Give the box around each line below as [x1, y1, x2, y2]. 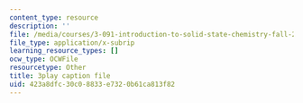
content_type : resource [9, 13, 99, 22]
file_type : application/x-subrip [9, 38, 135, 47]
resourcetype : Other [9, 64, 87, 73]
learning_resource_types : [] [9, 47, 119, 56]
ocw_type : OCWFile [9, 55, 78, 64]
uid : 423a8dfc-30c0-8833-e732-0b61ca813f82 [9, 80, 176, 89]
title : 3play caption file [9, 72, 111, 81]
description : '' [9, 21, 70, 30]
